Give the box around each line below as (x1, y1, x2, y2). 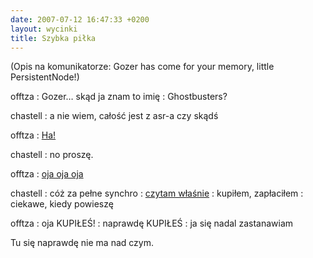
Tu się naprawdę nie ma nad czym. (10, 237, 154, 249)
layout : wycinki (10, 24, 78, 34)
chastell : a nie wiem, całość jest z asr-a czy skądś (10, 110, 219, 122)
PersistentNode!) (10, 71, 80, 83)
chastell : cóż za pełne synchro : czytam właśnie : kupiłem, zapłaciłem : (10, 187, 304, 200)
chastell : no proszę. (10, 149, 94, 161)
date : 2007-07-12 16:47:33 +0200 (10, 14, 150, 25)
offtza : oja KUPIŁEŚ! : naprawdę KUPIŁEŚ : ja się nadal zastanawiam (10, 217, 294, 230)
